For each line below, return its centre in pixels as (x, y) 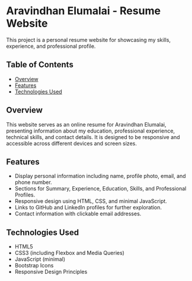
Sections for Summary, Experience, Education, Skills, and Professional (100, 189)
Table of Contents (40, 65)
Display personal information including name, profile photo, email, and (100, 176)
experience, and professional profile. (51, 46)
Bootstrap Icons (34, 266)
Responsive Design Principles (51, 272)
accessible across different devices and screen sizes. (72, 143)
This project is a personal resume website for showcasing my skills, (88, 40)
